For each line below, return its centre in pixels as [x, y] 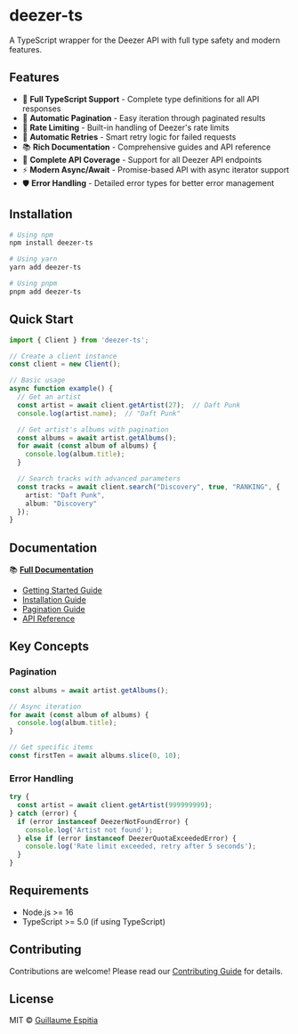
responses [41, 109]
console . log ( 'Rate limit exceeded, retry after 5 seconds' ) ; [141, 846]
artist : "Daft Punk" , [65, 495]
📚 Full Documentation [52, 570]
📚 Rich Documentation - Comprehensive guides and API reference [146, 147]
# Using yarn [33, 259]
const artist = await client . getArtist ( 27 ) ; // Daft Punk [129, 405]
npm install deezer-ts [51, 243]
